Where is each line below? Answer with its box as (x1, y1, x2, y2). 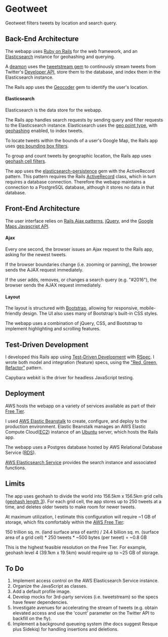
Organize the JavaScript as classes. (12, 583, 88, 589)
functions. (5, 465, 26, 471)
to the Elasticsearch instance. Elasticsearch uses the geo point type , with (5, 122, 158, 128)
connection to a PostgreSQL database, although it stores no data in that (5, 184, 154, 190)
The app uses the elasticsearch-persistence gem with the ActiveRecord (5, 168, 155, 174)
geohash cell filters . (5, 158, 47, 164)
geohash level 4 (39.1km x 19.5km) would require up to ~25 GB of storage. (5, 550, 159, 556)
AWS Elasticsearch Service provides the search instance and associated (5, 459, 156, 465)
